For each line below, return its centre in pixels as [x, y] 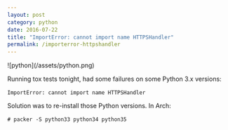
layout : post [26, 15]
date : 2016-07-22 [33, 30]
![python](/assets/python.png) [51, 65]
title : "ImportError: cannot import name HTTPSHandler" [90, 37]
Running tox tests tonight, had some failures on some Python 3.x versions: [115, 79]
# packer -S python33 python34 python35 [67, 119]
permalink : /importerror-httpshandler [64, 45]
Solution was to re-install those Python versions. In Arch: [89, 106]
